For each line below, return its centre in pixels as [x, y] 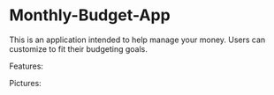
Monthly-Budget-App [90, 15]
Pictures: [25, 83]
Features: [27, 66]
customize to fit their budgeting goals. [78, 48]
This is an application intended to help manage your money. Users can [137, 40]
